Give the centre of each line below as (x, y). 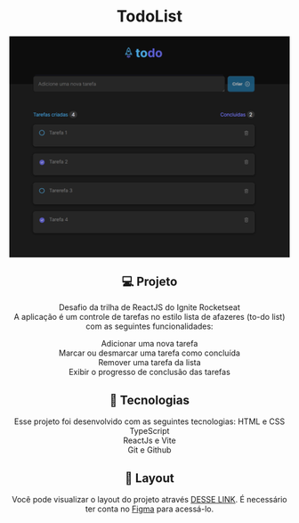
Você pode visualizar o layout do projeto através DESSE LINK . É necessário (149, 500)
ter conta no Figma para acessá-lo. (149, 509)
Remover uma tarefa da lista (149, 363)
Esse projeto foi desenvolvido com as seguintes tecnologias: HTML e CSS (149, 421)
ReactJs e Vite (149, 441)
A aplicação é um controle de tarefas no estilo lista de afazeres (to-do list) (149, 317)
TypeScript (149, 431)
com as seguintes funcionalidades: (149, 326)
